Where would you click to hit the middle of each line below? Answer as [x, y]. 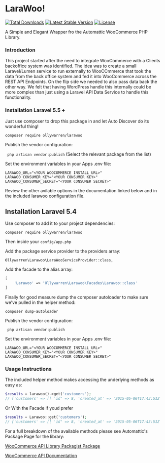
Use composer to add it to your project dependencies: [60, 223]
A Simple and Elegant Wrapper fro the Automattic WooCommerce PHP [76, 32]
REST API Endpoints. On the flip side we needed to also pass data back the [81, 82]
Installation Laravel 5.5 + [35, 110]
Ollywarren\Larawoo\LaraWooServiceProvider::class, [59, 260]
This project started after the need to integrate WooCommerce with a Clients [83, 61]
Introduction [20, 50]
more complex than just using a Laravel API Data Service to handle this [77, 92]
